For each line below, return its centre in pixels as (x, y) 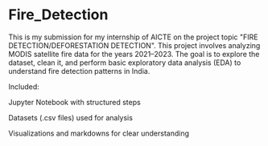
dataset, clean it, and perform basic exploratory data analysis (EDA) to (125, 63)
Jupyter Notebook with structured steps (74, 102)
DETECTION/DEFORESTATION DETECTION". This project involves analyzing (134, 45)
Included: (24, 87)
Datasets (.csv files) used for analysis (70, 117)
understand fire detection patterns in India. (79, 71)
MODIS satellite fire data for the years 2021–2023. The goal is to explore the (134, 54)
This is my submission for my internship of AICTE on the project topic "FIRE (134, 37)
